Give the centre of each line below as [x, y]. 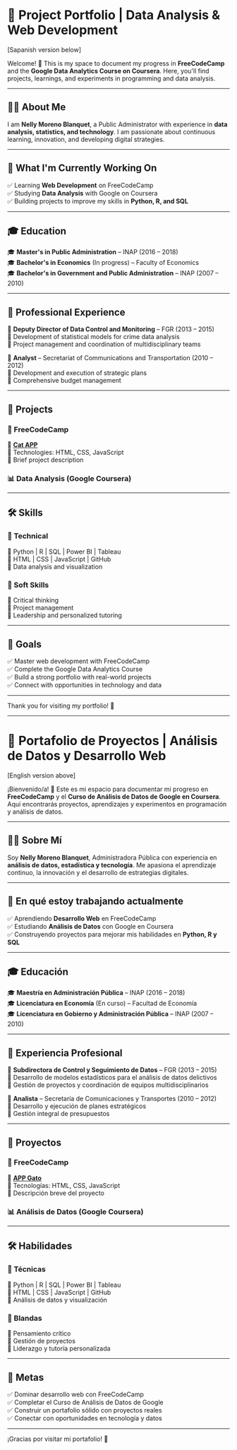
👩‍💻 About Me [37, 107]
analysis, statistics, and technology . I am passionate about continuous [111, 131]
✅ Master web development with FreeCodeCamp [79, 661]
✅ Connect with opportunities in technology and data [85, 684]
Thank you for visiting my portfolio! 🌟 [61, 706]
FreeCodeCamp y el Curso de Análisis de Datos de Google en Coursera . [114, 796]
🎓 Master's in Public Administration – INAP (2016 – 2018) [93, 252]
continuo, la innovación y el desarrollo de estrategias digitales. [98, 872]
